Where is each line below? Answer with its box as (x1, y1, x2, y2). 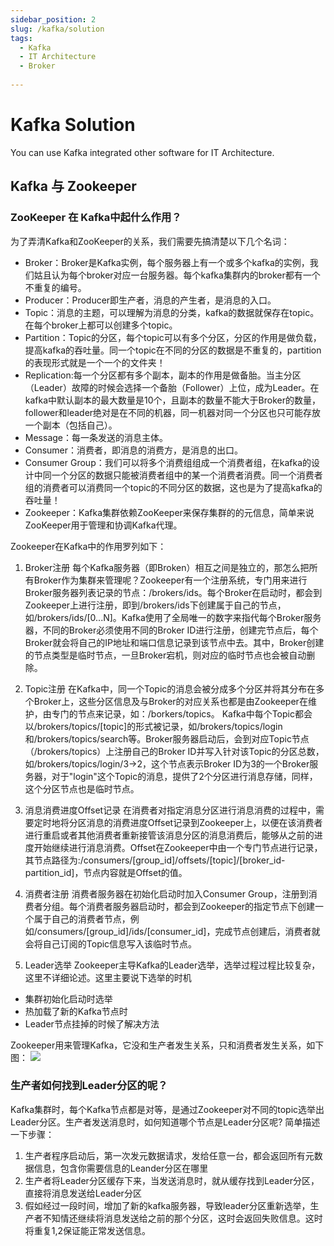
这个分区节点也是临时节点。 (24, 782, 140, 795)
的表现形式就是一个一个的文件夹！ (24, 356, 166, 368)
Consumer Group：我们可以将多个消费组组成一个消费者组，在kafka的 (24, 456, 312, 468)
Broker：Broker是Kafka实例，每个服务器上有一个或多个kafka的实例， (24, 256, 310, 268)
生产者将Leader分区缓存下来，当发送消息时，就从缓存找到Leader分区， (24, 1174, 320, 1186)
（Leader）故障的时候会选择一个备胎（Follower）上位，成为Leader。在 (24, 381, 320, 393)
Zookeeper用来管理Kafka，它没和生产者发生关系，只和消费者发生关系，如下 (10, 1039, 325, 1051)
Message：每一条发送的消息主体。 (24, 431, 168, 443)
